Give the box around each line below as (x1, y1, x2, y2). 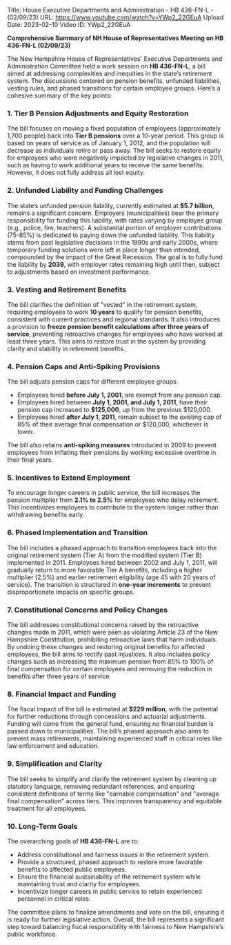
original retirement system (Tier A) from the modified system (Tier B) (7, 551, 202, 559)
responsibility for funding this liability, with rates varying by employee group (7, 216, 223, 224)
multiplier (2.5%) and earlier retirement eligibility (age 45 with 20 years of (7, 573, 216, 581)
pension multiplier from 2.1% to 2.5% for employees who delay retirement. (7, 496, 219, 504)
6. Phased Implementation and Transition (7, 528, 148, 538)
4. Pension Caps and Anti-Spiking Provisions (7, 362, 161, 371)
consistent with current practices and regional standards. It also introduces (7, 315, 221, 324)
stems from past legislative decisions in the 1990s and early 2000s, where (7, 238, 219, 246)
